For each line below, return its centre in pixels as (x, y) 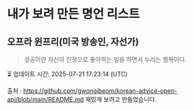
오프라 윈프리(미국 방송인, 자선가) (73, 42)
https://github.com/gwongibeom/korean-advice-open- (100, 91)
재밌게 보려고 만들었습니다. (121, 99)
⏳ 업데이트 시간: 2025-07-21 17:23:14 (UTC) (67, 74)
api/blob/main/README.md (46, 99)
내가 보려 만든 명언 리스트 (74, 14)
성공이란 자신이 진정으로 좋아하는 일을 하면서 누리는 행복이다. (105, 59)
